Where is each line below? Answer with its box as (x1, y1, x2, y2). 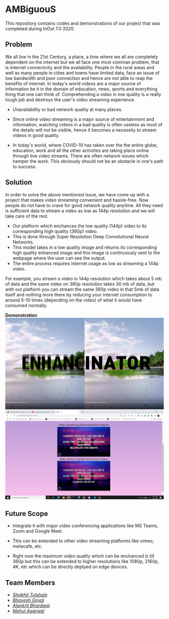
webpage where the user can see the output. (12, 255, 106, 261)
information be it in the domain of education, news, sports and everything (5, 86, 157, 92)
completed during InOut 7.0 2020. (5, 25, 75, 31)
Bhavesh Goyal (12, 597, 44, 603)
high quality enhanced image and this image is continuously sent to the (12, 249, 160, 255)
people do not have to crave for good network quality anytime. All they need (5, 202, 163, 208)
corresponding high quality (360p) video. (12, 228, 98, 234)
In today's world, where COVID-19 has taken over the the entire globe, (12, 142, 158, 148)
